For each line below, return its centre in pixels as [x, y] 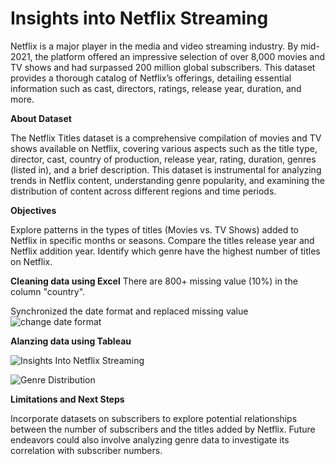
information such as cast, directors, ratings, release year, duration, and [156, 88]
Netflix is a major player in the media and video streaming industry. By [154, 46]
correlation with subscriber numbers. [86, 450]
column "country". [48, 291]
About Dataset [41, 118]
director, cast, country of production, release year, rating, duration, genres [163, 159]
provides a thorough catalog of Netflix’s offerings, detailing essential [151, 78]
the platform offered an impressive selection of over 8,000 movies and [180, 56]
